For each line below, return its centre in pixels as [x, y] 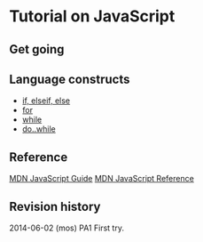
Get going [37, 49]
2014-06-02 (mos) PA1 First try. [66, 228]
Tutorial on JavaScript [92, 16]
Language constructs [70, 79]
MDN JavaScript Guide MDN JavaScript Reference [102, 179]
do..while [39, 129]
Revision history [55, 206]
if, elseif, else [46, 101]
